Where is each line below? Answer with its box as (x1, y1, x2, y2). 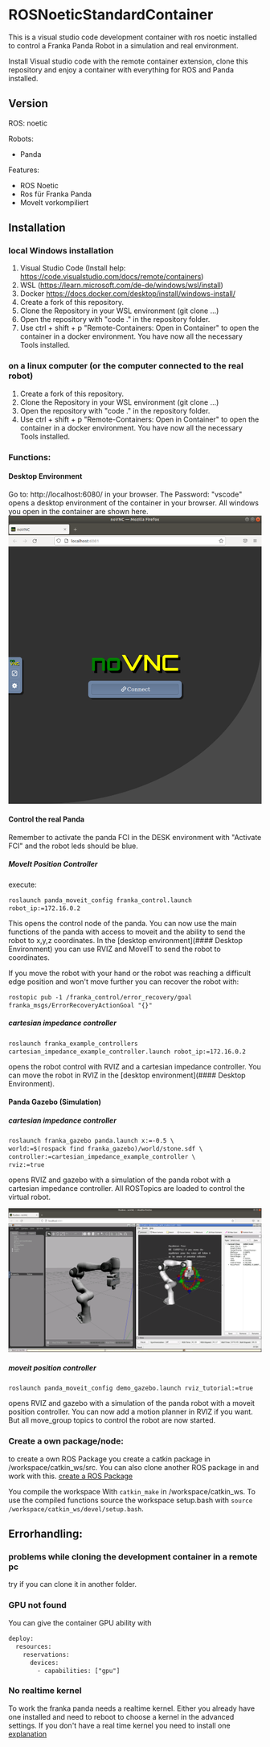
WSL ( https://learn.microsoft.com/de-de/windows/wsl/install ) (19, 280, 223, 290)
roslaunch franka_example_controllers (8, 1040, 138, 1048)
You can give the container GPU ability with (8, 1617, 152, 1627)
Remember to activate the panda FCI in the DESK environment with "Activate (8, 832, 262, 842)
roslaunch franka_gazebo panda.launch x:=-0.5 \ (8, 1137, 174, 1145)
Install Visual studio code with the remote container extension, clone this (8, 56, 249, 66)
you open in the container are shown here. (8, 506, 149, 516)
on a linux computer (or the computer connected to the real (8, 361, 243, 372)
